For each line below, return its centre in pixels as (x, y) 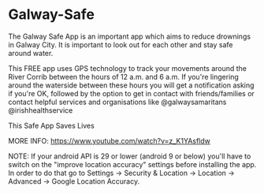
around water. (31, 53)
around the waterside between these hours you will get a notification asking (131, 85)
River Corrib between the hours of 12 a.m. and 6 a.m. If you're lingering (123, 76)
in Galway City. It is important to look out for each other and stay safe (121, 44)
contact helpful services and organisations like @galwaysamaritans (117, 102)
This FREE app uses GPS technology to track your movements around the (127, 68)
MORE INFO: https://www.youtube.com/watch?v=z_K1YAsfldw (110, 140)
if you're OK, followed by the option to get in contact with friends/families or (131, 93)
